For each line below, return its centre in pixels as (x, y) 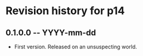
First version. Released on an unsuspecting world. (76, 47)
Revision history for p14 (65, 11)
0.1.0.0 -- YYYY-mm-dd (51, 33)
